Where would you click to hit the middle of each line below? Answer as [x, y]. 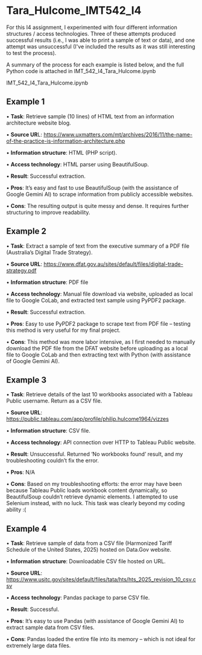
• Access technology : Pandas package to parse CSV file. [78, 598]
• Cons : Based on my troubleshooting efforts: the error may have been [94, 484]
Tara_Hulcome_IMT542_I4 [74, 11]
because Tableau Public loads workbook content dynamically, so [87, 491]
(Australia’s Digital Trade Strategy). [49, 252]
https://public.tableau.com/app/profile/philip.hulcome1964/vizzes [87, 419]
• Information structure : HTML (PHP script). [62, 152]
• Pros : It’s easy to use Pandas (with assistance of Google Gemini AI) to [95, 621]
